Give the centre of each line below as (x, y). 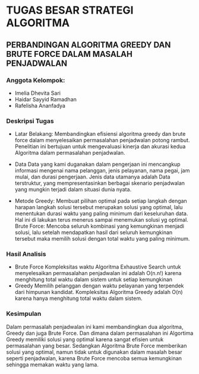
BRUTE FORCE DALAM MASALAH (69, 54)
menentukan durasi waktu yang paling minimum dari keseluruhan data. (101, 213)
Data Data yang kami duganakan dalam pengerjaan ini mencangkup (97, 164)
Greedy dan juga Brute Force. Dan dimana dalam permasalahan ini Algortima (100, 333)
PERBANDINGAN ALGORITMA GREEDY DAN (89, 45)
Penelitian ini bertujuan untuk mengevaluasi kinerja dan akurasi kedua (100, 146)
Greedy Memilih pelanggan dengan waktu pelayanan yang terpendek (99, 286)
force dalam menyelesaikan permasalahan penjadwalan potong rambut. (102, 140)
